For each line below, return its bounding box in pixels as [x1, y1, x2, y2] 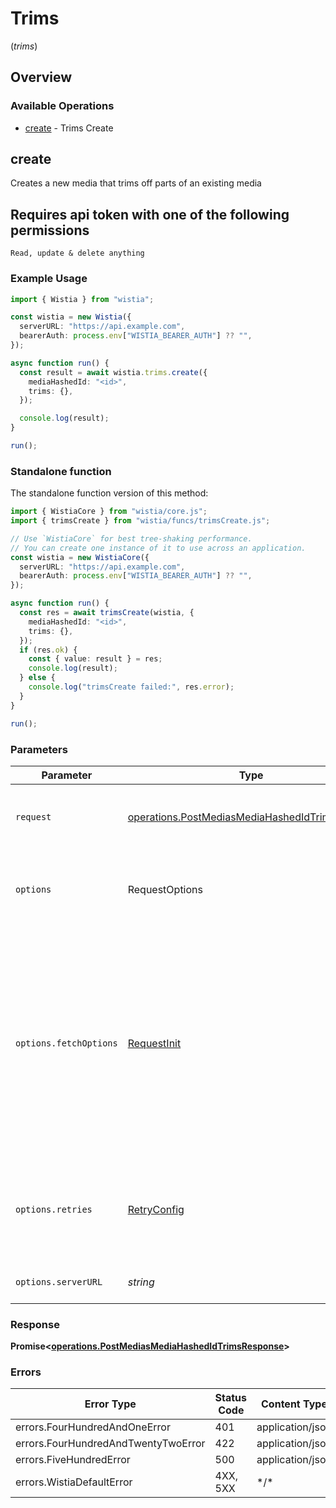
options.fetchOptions [15, 1037, 118, 1049]
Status [214, 1391, 248, 1405]
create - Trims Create [24, 122, 114, 134]
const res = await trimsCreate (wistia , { [19, 608, 195, 618]
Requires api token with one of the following [10, 206, 290, 223]
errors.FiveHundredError [15, 1453, 131, 1467]
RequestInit [127, 1036, 182, 1050]
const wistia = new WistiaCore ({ [10, 552, 150, 562]
